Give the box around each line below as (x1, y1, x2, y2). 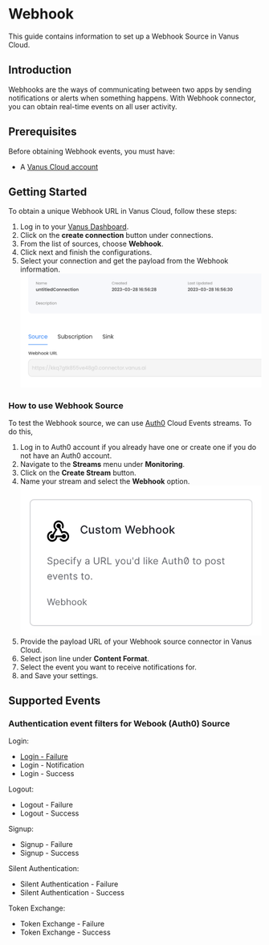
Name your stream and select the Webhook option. (19, 477, 190, 486)
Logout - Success (19, 808, 79, 818)
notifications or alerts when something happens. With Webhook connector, (8, 93, 256, 103)
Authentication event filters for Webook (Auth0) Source (8, 718, 230, 730)
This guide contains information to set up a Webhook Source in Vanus (8, 31, 239, 41)
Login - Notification (19, 760, 84, 770)
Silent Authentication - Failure (19, 879, 119, 889)
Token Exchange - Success (19, 927, 111, 937)
